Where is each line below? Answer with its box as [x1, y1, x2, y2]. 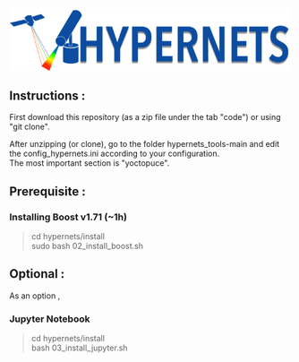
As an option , [9, 290, 61, 301]
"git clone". [9, 121, 51, 133]
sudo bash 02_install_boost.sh [30, 241, 144, 252]
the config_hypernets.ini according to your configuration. [9, 148, 220, 159]
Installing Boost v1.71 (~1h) [9, 211, 128, 223]
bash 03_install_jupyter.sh [30, 342, 128, 353]
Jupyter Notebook [9, 313, 90, 325]
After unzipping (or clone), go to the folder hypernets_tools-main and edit [9, 139, 280, 150]
